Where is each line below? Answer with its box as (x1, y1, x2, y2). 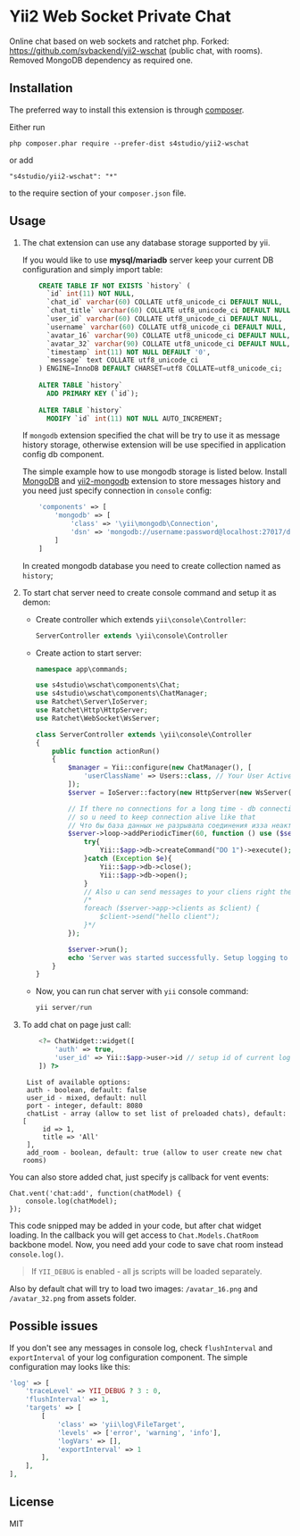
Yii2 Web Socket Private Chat (9, 6, 232, 27)
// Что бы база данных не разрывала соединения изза (67, 821, 268, 830)
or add (9, 154, 34, 165)
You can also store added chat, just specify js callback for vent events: (9, 1172, 270, 1182)
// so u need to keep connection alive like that (67, 813, 256, 822)
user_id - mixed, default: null (26, 1093, 147, 1102)
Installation (9, 80, 73, 96)
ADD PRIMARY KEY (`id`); (46, 388, 139, 398)
